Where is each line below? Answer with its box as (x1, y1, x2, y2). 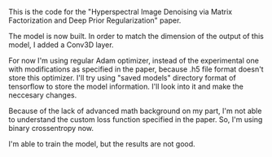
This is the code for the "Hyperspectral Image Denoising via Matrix (8, 7, 233, 16)
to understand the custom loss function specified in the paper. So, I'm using (8, 115, 263, 124)
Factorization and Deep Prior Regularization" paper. (8, 15, 182, 25)
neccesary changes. (8, 90, 77, 100)
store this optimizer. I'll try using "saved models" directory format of (8, 73, 236, 82)
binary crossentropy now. (8, 124, 94, 133)
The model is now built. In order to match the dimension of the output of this (8, 32, 265, 41)
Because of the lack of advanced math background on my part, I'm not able (8, 106, 262, 116)
